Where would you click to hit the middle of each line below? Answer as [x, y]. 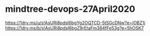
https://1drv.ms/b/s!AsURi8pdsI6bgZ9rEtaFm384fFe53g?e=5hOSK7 [75, 28]
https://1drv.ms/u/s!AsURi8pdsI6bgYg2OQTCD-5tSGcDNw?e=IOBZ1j [75, 23]
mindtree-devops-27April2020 [70, 9]
